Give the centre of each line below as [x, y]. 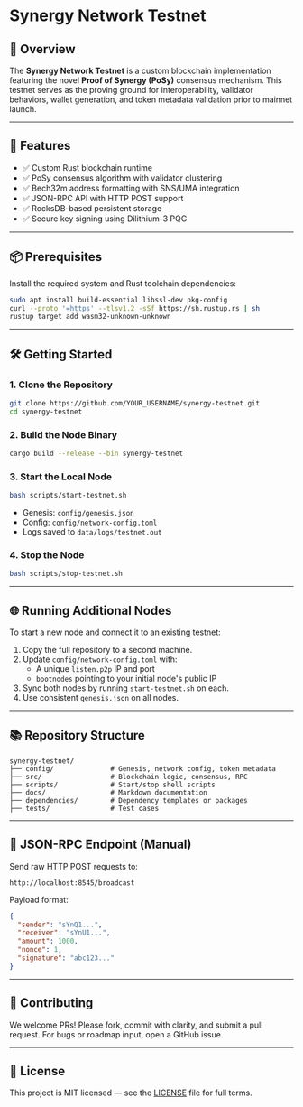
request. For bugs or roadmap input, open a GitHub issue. [116, 1034]
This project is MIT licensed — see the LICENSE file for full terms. [131, 1093]
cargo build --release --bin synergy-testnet [96, 453]
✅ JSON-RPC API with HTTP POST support [103, 198]
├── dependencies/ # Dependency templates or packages [129, 800]
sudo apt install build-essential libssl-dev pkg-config [119, 300]
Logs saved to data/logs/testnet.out [92, 532]
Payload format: [39, 899]
